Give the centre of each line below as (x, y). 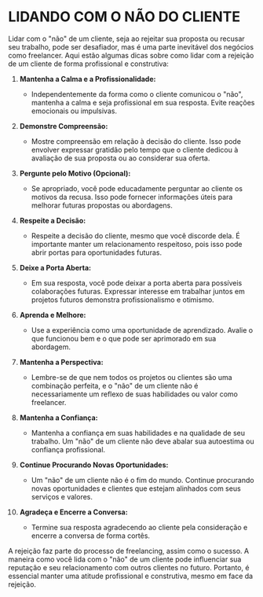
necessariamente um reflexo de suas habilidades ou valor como (134, 394)
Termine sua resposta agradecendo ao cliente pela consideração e (139, 527)
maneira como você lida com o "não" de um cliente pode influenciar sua (125, 559)
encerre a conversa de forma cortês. (91, 536)
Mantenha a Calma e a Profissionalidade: (88, 79)
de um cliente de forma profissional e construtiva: (88, 64)
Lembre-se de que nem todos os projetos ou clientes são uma (132, 377)
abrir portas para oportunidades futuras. (97, 252)
